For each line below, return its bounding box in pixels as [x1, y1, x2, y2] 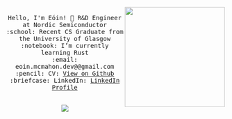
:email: [51, 56, 78, 63]
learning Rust [40, 49, 89, 56]
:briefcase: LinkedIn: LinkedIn [10, 77, 120, 84]
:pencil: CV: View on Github [15, 70, 115, 77]
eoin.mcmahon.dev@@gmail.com [15, 63, 115, 70]
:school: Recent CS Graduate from [6, 28, 124, 35]
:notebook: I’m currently [20, 42, 109, 49]
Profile [51, 84, 78, 91]
